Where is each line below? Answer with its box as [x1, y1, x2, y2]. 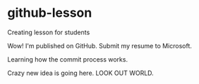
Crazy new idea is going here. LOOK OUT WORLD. [7, 69, 154, 77]
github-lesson [7, 5, 92, 21]
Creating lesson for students [7, 28, 90, 36]
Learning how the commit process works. [7, 55, 128, 64]
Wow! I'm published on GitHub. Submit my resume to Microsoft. [7, 41, 193, 50]
